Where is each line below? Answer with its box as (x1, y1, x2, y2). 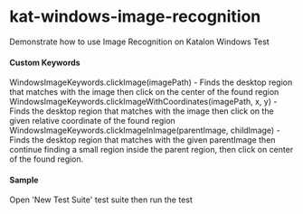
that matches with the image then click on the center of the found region (9, 87, 279, 98)
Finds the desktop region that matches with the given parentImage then (9, 135, 276, 145)
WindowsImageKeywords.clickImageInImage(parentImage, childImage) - (9, 125, 280, 136)
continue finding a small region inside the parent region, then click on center (9, 144, 294, 155)
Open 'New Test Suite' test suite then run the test (9, 194, 193, 205)
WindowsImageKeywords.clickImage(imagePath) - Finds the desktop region (9, 77, 293, 88)
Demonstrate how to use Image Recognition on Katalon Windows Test (9, 36, 270, 47)
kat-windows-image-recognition (9, 6, 261, 27)
